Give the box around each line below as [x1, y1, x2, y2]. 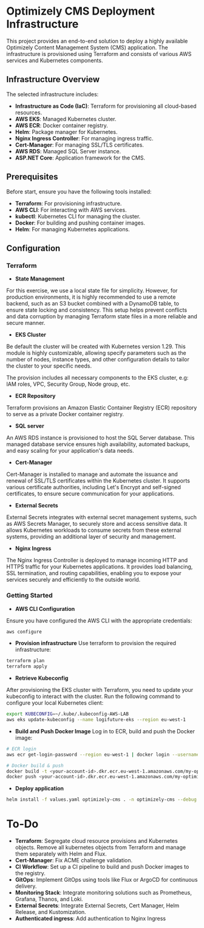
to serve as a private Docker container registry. [6, 411, 124, 418]
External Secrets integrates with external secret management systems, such [6, 514, 197, 521]
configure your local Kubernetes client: [6, 699, 104, 706]
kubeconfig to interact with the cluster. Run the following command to [6, 693, 181, 700]
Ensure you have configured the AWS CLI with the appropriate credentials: [6, 616, 192, 624]
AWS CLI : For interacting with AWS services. [15, 206, 127, 214]
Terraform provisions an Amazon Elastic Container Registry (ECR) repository [6, 404, 197, 411]
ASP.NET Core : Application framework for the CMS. [15, 154, 146, 161]
